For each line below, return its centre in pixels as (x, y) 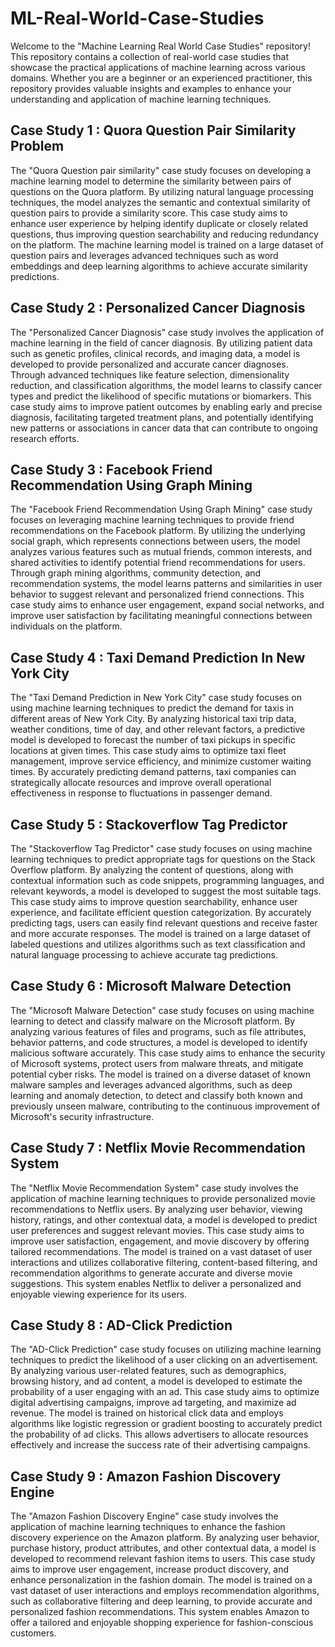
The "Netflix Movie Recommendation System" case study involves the (154, 1188)
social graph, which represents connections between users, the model (155, 541)
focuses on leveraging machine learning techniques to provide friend (152, 520)
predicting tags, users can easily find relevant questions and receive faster (164, 923)
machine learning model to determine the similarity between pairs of (151, 181)
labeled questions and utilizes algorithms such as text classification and (158, 944)
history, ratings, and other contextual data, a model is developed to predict (164, 1219)
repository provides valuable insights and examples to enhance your (151, 88)
